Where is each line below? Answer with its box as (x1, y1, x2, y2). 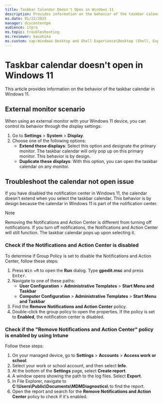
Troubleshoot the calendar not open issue (5, 178, 134, 186)
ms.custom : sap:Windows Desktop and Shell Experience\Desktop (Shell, (5, 39, 151, 44)
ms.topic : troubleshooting (5, 30, 60, 34)
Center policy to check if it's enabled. (12, 393, 88, 399)
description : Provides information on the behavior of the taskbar (5, 12, 145, 16)
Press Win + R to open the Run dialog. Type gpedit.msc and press (12, 267, 144, 273)
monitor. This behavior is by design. (19, 153, 91, 159)
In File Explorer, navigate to (12, 378, 66, 384)
